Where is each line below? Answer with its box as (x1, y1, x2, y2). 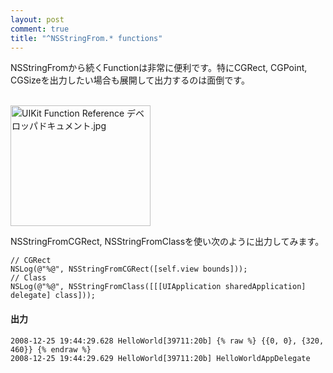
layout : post (10, 14, 65, 25)
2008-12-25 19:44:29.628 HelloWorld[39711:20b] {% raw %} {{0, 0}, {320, (10, 336, 325, 346)
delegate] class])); (10, 291, 97, 301)
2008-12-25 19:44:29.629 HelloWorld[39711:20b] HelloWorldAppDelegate (10, 353, 311, 363)
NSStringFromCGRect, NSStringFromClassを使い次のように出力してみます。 (10, 236, 325, 248)
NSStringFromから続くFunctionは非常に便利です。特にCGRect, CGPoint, (10, 62, 308, 74)
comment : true (10, 24, 70, 34)
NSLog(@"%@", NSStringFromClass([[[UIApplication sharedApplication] (10, 282, 307, 292)
